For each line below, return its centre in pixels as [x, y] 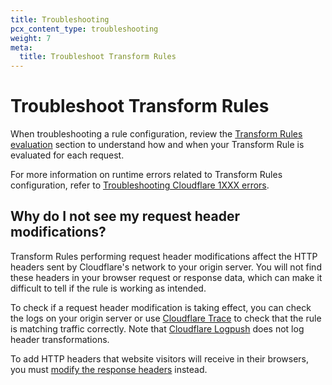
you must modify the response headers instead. [109, 369]
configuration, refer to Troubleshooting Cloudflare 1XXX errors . [140, 185]
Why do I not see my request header [125, 216]
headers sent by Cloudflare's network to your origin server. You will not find [166, 267]
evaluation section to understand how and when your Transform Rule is [157, 145]
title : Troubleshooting [60, 19]
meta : [21, 47]
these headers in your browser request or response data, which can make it [166, 277]
